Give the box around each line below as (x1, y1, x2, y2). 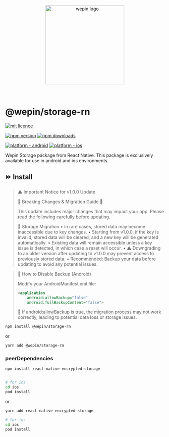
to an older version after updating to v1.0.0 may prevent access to (17, 250, 154, 256)
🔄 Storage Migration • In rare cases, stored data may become (17, 223, 145, 229)
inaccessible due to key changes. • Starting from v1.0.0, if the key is (17, 229, 159, 235)
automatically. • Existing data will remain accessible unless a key (17, 239, 152, 246)
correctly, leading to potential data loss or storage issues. (17, 314, 137, 320)
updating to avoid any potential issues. (17, 261, 98, 267)
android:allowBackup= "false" (27, 295, 88, 300)
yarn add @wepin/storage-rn (5, 343, 65, 348)
